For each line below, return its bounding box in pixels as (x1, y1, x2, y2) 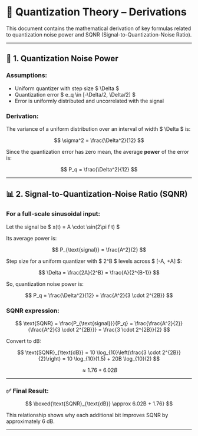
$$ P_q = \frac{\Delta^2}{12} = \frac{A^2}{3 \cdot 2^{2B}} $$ (25, 292, 173, 299)
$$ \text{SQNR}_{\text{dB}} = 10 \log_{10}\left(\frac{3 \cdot (16, 349, 161, 356)
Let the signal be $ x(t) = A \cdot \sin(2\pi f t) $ (6, 223, 120, 230)
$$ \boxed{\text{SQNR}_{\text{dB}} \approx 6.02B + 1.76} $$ (25, 400, 173, 407)
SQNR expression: (6, 306, 60, 315)
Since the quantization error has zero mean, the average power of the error (6, 148, 190, 155)
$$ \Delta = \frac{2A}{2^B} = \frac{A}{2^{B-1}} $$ (38, 269, 160, 276)
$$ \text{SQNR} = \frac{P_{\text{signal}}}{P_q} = (15, 319, 134, 326)
